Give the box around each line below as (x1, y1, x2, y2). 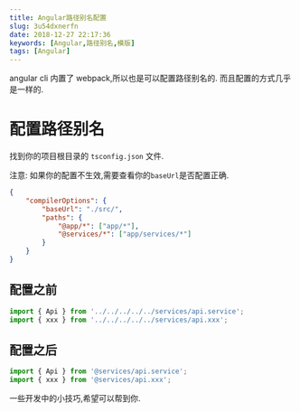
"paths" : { (42, 213, 83, 222)
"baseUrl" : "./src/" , (42, 204, 124, 213)
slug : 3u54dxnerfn (9, 22, 79, 31)
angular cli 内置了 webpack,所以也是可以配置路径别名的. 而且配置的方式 (9, 73, 276, 84)
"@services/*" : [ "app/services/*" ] (57, 229, 192, 239)
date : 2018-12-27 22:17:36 (9, 30, 111, 39)
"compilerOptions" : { (25, 196, 107, 205)
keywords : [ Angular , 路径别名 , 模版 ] (9, 38, 136, 48)
